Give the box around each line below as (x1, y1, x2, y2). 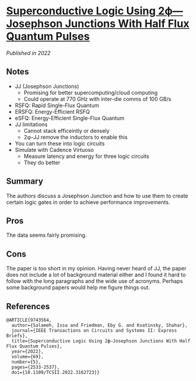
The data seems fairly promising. (6, 231, 87, 239)
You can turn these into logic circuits (14, 139, 105, 147)
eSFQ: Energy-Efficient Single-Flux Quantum (14, 114, 125, 121)
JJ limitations (14, 121, 48, 128)
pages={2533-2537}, (11, 364, 60, 370)
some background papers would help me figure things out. (6, 284, 150, 291)
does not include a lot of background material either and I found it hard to (6, 271, 186, 279)
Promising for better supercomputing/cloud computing (23, 89, 158, 96)
